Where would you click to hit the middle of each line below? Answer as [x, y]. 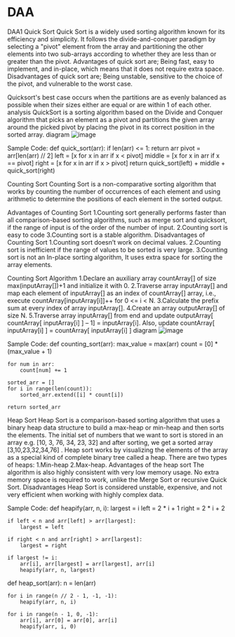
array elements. [30, 264]
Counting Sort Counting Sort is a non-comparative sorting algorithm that [112, 184]
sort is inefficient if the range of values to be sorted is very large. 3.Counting [117, 249]
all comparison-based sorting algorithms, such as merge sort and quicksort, [117, 220]
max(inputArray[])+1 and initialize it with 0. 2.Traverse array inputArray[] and [117, 285]
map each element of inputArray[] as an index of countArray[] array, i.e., [112, 293]
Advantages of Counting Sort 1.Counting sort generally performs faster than [117, 212]
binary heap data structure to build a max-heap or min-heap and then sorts [116, 427]
